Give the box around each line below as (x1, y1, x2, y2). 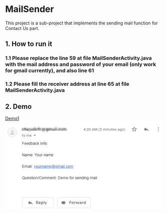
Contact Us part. (5, 25, 39, 31)
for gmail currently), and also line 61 (5, 67, 94, 74)
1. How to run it (5, 40, 52, 48)
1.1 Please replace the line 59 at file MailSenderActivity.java (5, 55, 152, 62)
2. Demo (5, 102, 32, 111)
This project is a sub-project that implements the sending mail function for (5, 20, 158, 26)
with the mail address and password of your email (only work (5, 61, 156, 68)
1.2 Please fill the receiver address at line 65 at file (5, 81, 129, 88)
